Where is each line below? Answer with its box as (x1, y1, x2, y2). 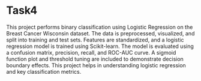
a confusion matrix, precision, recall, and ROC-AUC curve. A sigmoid (6, 49, 176, 56)
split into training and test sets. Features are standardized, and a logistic (6, 36, 184, 43)
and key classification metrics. (6, 68, 82, 75)
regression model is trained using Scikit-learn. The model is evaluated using (6, 43, 194, 50)
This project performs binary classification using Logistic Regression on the (6, 23, 193, 31)
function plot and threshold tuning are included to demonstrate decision (6, 55, 184, 62)
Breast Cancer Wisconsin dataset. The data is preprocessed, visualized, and (6, 29, 195, 37)
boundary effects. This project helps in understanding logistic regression (6, 61, 186, 69)
